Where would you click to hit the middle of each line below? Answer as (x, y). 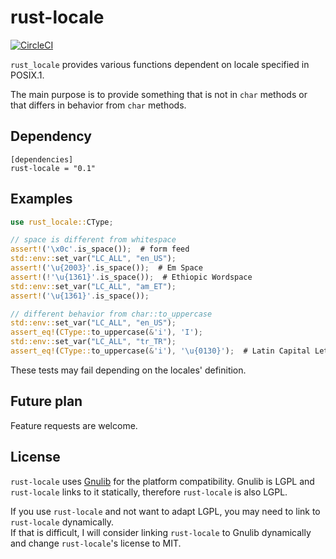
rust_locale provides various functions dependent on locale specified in (160, 64)
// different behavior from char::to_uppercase (111, 314)
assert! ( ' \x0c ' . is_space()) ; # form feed (100, 249)
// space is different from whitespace (93, 240)
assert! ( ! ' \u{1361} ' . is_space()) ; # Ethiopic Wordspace (131, 277)
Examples (41, 199)
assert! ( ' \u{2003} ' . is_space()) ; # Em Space (106, 268)
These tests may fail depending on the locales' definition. (128, 370)
